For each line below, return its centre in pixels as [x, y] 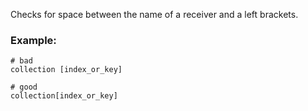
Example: [33, 40]
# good [24, 87]
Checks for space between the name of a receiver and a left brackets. [154, 14]
